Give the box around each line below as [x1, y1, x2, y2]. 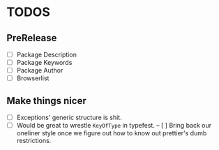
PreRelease [6, 32, 57, 44]
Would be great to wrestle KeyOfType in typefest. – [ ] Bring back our [16, 121, 212, 130]
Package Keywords [16, 59, 73, 67]
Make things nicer [6, 95, 86, 107]
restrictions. [16, 137, 52, 145]
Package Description [16, 50, 77, 59]
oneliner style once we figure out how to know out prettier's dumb [16, 129, 207, 137]
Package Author [16, 66, 63, 75]
